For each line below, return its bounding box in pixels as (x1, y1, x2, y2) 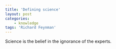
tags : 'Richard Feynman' (5, 25, 56, 30)
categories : (5, 16, 30, 21)
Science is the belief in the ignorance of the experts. (5, 38, 112, 44)
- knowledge (14, 20, 39, 26)
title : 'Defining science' (5, 7, 61, 12)
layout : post (5, 12, 32, 16)
